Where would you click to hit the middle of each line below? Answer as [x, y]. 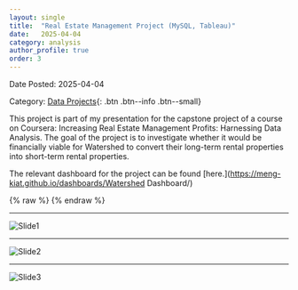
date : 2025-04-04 [45, 34]
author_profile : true [49, 51]
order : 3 [25, 59]
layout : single [37, 17]
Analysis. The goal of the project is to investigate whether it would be [136, 137]
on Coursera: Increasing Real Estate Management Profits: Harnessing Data [145, 128]
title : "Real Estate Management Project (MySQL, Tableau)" [123, 26]
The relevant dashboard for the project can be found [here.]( [120, 173]
